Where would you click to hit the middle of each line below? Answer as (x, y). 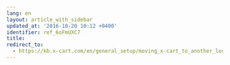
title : (16, 39)
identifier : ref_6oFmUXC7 (43, 32)
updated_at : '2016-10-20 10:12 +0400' (62, 26)
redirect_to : (25, 45)
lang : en (19, 13)
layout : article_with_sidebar (50, 20)
